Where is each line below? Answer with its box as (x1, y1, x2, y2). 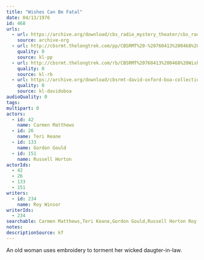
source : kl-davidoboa (17, 88, 72, 94)
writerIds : (6, 207, 34, 213)
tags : (6, 99, 20, 105)
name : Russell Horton (17, 156, 72, 162)
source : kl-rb (17, 71, 53, 77)
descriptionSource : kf (6, 230, 64, 236)
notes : (6, 224, 23, 230)
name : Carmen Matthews (17, 122, 75, 128)
